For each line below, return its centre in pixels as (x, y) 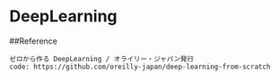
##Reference (34, 41)
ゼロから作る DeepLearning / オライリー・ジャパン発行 (102, 59)
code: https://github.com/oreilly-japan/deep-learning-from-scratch (140, 67)
